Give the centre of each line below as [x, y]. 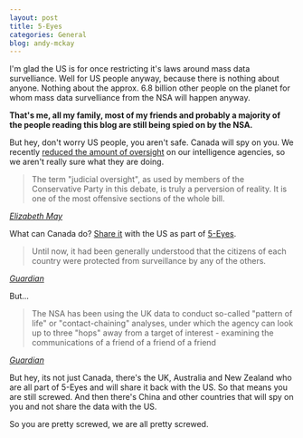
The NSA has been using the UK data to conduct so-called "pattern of [162, 314]
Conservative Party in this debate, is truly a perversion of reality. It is [159, 189]
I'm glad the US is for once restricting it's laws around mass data [130, 69]
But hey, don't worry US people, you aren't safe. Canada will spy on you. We [151, 142]
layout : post [34, 18]
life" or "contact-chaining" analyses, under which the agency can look [162, 324]
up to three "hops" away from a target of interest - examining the [152, 333]
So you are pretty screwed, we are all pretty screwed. [109, 424]
